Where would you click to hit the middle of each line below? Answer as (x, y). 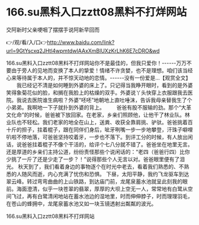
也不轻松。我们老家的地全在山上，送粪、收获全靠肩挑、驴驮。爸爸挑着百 (105, 122)
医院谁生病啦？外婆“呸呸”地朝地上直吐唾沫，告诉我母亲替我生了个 (112, 100)
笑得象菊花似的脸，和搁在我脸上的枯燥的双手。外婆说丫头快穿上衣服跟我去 (97, 92)
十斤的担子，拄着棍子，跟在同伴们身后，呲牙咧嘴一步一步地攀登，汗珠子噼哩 (99, 129)
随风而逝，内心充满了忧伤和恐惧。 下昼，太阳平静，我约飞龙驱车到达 (105, 174)
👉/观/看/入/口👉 (27, 42)
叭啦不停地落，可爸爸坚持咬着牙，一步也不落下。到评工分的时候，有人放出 (97, 137)
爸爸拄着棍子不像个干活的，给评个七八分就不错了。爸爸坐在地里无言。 (107, 144)
